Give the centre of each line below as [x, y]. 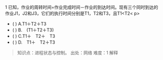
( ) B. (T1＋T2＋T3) [33, 30]
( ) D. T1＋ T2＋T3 [34, 42]
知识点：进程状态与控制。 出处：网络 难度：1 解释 [68, 53]
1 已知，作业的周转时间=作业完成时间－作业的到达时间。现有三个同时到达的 [81, 7]
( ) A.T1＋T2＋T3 [29, 24]
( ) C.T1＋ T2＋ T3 [34, 36]
